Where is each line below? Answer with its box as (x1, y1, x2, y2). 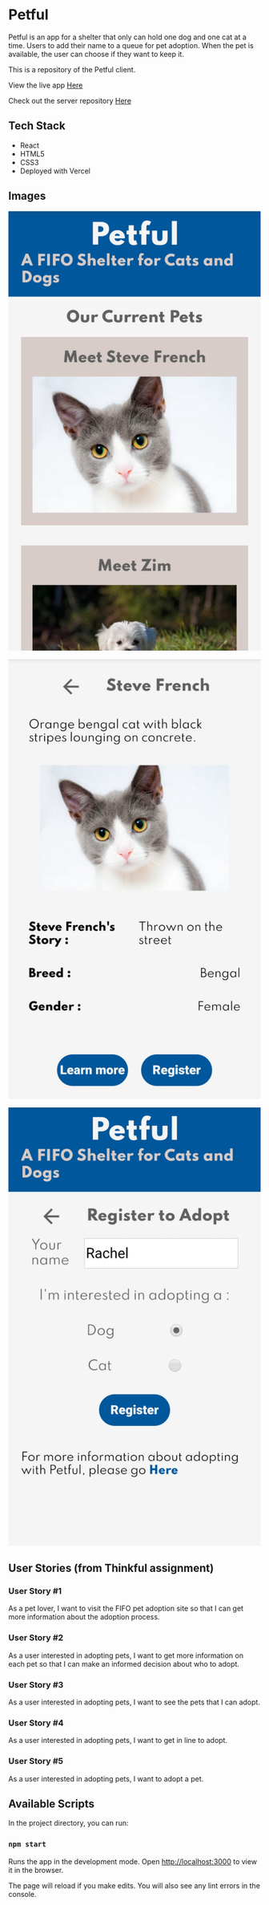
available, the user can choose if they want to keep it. (8, 49, 184, 59)
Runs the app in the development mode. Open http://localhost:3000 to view (8, 1856, 258, 1866)
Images (8, 189, 46, 203)
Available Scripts (8, 1797, 94, 1810)
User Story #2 (8, 1632, 64, 1643)
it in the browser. (8, 1865, 64, 1875)
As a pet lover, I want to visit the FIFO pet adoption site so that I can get (8, 1603, 244, 1614)
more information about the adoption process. (8, 1612, 160, 1622)
